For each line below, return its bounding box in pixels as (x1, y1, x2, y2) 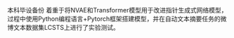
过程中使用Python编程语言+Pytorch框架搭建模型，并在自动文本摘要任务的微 (7, 15, 227, 23)
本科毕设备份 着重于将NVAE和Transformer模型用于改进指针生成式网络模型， (7, 6, 228, 14)
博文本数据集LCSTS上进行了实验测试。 (7, 23, 119, 31)
